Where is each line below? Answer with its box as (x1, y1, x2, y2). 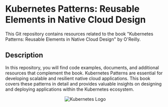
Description (5, 51, 43, 60)
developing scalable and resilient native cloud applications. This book (5, 75, 151, 82)
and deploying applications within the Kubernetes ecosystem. (5, 86, 135, 92)
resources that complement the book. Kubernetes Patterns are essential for (5, 70, 163, 76)
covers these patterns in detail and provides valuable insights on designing (5, 81, 162, 87)
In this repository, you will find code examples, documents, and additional (5, 64, 159, 70)
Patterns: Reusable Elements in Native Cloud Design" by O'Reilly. (5, 36, 141, 42)
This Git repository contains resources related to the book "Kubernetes (5, 31, 154, 37)
